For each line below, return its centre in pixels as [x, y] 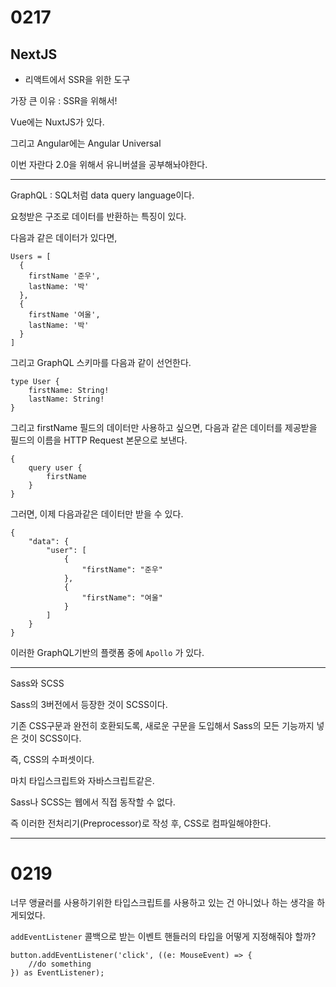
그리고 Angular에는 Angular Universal [86, 143]
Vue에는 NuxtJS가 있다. [57, 122]
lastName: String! [66, 399]
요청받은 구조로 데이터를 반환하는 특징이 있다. [98, 216]
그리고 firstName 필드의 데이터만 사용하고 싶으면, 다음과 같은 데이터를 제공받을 [164, 427]
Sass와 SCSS [37, 683]
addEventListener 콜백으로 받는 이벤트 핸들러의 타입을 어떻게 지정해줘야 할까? [163, 936]
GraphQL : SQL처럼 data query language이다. [102, 195]
